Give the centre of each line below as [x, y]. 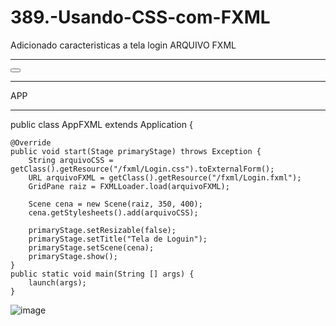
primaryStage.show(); [73, 256]
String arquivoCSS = [71, 160]
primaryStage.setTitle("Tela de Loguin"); [118, 239]
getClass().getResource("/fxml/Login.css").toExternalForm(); [142, 169]
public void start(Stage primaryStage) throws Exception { [136, 151]
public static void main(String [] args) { [102, 274]
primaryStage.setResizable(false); [102, 230]
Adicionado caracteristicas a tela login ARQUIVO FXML [123, 45]
